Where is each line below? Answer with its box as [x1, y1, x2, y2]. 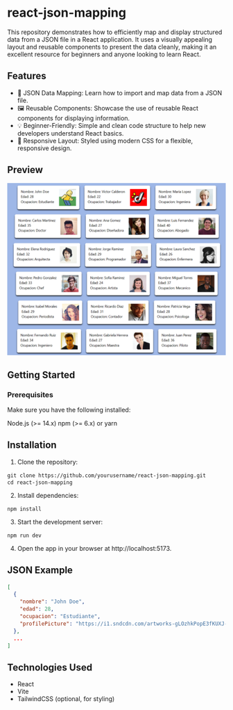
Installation [7, 439, 57, 451]
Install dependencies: [17, 491, 79, 499]
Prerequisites [7, 389, 53, 399]
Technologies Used [7, 661, 92, 673]
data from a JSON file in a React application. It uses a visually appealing [7, 35, 213, 43]
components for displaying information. [17, 113, 130, 122]
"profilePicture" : [19, 620, 73, 627]
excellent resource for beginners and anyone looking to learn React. [7, 50, 201, 58]
